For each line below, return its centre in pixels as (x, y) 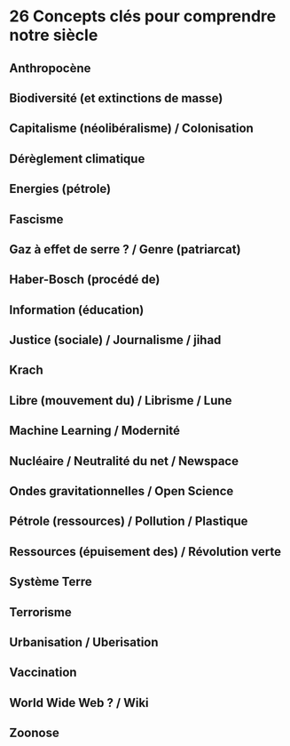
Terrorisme (41, 612)
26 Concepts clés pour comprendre (143, 16)
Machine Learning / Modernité (94, 431)
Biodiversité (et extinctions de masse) (116, 98)
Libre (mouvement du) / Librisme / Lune (121, 401)
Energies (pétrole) (60, 189)
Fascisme (36, 219)
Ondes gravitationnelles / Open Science (121, 491)
